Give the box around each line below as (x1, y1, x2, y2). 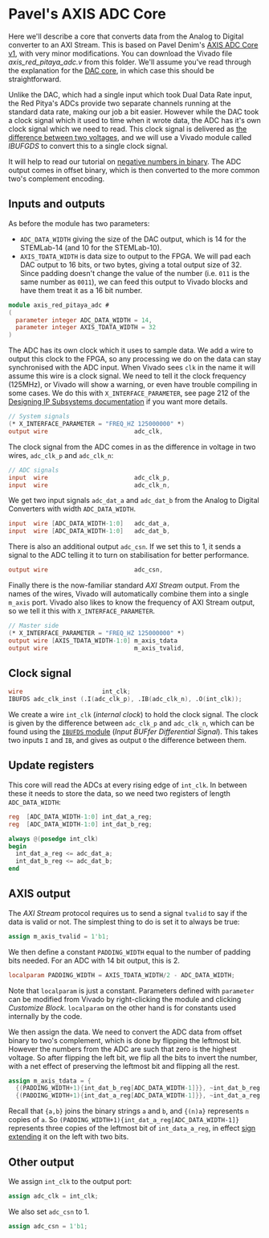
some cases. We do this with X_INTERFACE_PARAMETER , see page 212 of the (8, 388, 251, 398)
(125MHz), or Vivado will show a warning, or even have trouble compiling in (8, 380, 258, 390)
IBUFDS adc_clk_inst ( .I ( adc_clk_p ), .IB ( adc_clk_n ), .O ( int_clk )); (8, 695, 243, 704)
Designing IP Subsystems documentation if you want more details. (8, 397, 228, 406)
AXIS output (8, 887, 71, 901)
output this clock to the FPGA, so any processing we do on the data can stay (8, 354, 262, 364)
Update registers (8, 758, 95, 773)
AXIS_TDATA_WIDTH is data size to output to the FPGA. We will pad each (19, 251, 251, 261)
